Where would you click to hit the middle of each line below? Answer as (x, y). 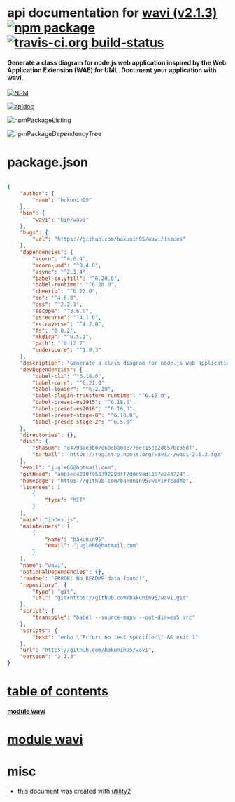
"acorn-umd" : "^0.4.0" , (67, 265)
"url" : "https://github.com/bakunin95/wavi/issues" (109, 239)
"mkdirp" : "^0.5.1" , (62, 337)
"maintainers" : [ (45, 526)
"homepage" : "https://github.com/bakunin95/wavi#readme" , (106, 481)
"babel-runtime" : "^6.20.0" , (75, 285)
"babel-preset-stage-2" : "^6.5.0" (83, 422)
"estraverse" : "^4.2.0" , (69, 324)
